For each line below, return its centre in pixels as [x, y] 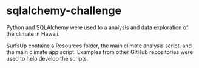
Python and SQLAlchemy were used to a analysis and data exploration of [97, 27]
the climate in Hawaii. [33, 33]
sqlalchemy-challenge [64, 11]
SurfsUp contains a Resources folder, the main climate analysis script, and [99, 46]
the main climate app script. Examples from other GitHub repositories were [99, 52]
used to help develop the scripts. [47, 58]
